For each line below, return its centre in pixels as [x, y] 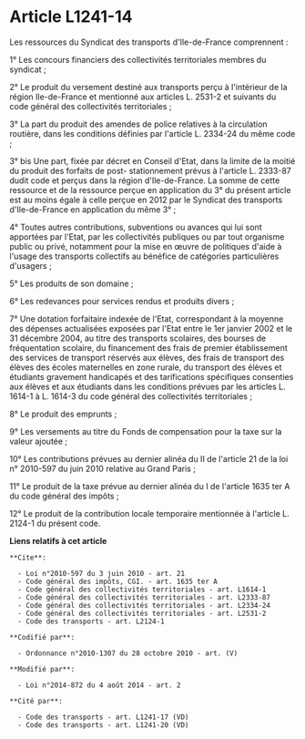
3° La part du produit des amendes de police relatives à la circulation [138, 124]
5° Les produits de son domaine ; [71, 283]
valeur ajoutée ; [39, 441]
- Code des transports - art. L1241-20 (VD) [103, 725]
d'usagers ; [30, 265]
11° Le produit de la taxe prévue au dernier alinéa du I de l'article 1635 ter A [150, 486]
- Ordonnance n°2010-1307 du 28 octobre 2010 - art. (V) [128, 653]
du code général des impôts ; [65, 496]
